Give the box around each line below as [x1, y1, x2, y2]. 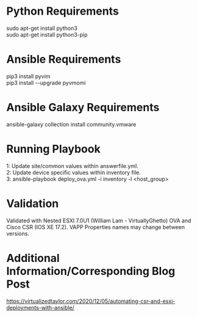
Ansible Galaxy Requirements [6, 101, 160, 114]
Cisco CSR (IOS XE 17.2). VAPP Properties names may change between [6, 223, 185, 230]
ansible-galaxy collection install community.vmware [6, 120, 137, 128]
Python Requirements [6, 4, 119, 18]
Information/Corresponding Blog [6, 264, 176, 278]
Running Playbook [6, 142, 101, 156]
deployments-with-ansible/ [6, 304, 74, 311]
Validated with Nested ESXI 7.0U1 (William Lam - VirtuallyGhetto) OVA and [6, 217, 192, 224]
